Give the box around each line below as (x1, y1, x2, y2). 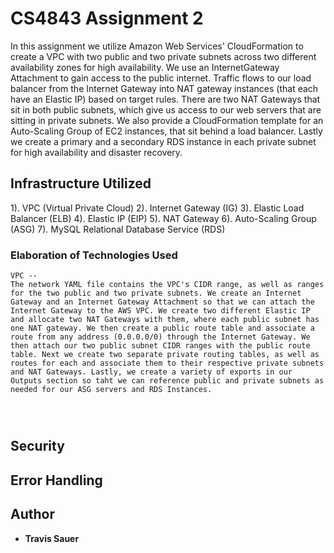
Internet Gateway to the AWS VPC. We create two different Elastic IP (10, 306, 311, 316)
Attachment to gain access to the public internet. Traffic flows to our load (10, 72, 312, 84)
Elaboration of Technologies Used (10, 248, 178, 262)
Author (10, 506, 55, 523)
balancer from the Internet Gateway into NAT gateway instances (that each (10, 82, 319, 94)
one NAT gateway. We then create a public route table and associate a (10, 323, 315, 334)
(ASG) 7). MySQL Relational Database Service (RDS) (10, 223, 226, 235)
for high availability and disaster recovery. (10, 146, 183, 158)
